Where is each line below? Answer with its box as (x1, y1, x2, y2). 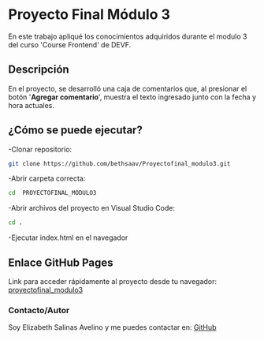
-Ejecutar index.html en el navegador (8, 233, 128, 242)
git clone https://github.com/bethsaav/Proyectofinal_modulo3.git (8, 159, 231, 167)
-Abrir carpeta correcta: (8, 174, 86, 183)
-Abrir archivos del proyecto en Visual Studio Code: (8, 204, 176, 213)
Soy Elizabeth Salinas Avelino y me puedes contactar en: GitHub (8, 323, 217, 332)
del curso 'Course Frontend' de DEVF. (8, 39, 132, 49)
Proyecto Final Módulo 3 (8, 6, 171, 24)
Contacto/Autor (8, 305, 70, 316)
